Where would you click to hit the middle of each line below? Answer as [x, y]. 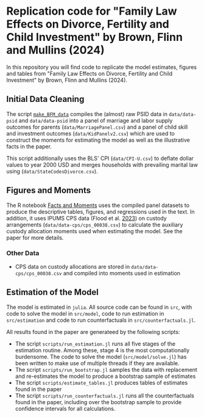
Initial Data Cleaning [45, 99]
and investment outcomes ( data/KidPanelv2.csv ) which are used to [91, 133]
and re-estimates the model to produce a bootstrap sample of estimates [105, 376]
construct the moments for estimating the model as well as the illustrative [98, 140]
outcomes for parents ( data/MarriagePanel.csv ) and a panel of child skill [97, 127]
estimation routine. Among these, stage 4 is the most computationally [102, 350]
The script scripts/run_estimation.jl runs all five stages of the [95, 344]
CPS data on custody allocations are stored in [72, 266]
